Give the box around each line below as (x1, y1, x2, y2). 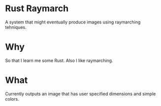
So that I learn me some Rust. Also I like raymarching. (5, 57, 113, 64)
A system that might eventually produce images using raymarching (5, 19, 141, 25)
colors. (5, 96, 19, 102)
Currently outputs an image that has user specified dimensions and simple (5, 91, 156, 97)
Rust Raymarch (5, 3, 69, 14)
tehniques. (5, 24, 27, 30)
